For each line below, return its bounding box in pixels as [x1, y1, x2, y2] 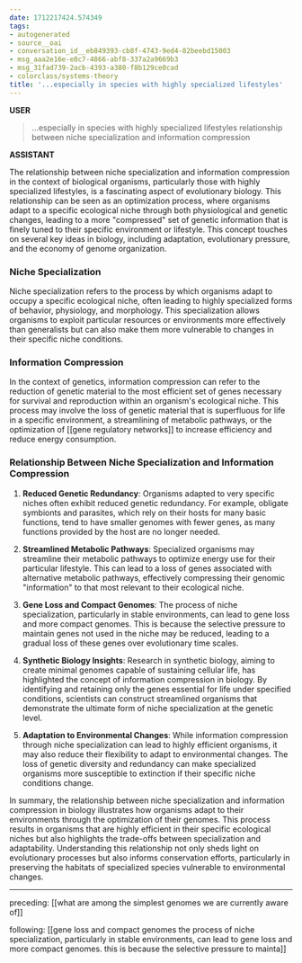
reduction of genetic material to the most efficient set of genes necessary [9, 386, 282, 397]
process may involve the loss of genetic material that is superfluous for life [9, 406, 286, 416]
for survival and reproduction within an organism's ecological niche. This [9, 396, 279, 406]
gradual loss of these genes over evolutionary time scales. [22, 638, 239, 648]
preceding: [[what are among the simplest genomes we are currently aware [9, 896, 289, 908]
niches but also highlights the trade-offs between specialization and [9, 833, 262, 843]
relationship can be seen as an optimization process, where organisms [9, 195, 271, 206]
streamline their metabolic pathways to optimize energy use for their [22, 553, 276, 564]
